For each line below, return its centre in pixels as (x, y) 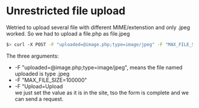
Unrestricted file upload (66, 11)
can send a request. (39, 99)
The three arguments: (33, 56)
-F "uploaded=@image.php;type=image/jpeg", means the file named (98, 67)
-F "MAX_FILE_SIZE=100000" (51, 80)
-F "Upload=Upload (39, 86)
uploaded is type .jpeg (42, 74)
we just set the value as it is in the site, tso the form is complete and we (102, 93)
